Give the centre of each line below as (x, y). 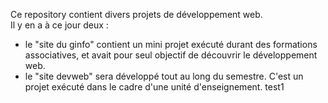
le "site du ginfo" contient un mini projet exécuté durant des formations (171, 44)
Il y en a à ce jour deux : (59, 25)
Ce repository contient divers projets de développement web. (136, 14)
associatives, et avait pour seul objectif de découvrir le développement (171, 55)
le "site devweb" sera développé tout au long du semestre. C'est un (164, 76)
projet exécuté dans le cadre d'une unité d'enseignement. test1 (154, 87)
